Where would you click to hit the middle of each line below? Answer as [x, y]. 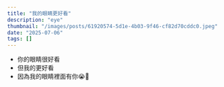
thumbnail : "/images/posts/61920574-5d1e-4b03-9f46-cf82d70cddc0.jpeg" [112, 26]
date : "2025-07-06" [35, 33]
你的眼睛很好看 [38, 60]
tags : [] [20, 39]
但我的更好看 [35, 68]
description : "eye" [35, 20]
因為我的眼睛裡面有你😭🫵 [53, 77]
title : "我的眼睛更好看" [39, 13]
